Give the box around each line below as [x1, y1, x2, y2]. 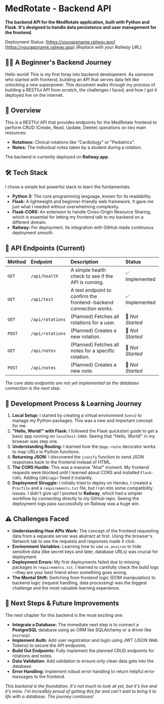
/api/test [31, 297, 54, 302]
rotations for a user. [70, 319, 116, 326]
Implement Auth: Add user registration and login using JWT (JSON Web [12, 637, 158, 643]
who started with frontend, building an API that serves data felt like [5, 76, 139, 82]
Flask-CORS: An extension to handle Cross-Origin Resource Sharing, [12, 209, 151, 215]
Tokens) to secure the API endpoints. [12, 642, 87, 648]
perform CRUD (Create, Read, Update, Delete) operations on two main [5, 124, 146, 130]
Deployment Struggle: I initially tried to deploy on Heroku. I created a [12, 480, 152, 485]
